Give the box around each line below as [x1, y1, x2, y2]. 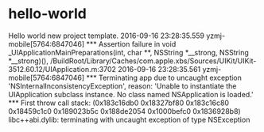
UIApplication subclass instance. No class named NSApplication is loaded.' [8, 89, 254, 99]
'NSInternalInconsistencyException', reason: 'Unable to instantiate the [8, 81, 237, 91]
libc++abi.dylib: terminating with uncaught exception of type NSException [8, 115, 250, 124]
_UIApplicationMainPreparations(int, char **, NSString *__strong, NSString [8, 47, 249, 57]
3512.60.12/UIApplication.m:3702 [8, 64, 117, 74]
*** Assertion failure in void [86, 39, 177, 48]
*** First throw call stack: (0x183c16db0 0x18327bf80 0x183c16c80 [8, 98, 229, 107]
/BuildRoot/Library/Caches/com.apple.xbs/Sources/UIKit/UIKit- [50, 56, 257, 66]
